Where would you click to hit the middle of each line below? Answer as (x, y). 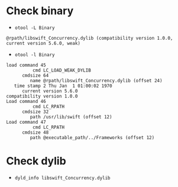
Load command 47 (26, 122)
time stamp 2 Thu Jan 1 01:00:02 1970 (63, 86)
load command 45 (26, 65)
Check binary (40, 11)
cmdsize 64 (35, 75)
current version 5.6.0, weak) (43, 43)
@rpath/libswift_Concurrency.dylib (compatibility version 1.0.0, (90, 38)
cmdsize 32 (35, 112)
